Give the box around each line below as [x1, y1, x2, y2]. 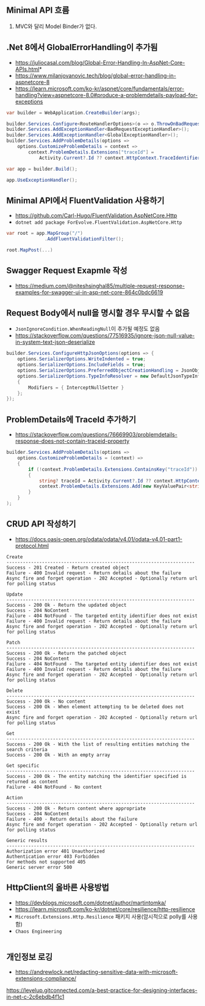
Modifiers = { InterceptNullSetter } [28, 384, 124, 391]
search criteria [6, 746, 48, 753]
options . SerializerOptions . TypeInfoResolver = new [17, 373, 149, 379]
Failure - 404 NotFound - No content [6, 784, 103, 790]
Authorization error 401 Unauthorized [6, 848, 105, 854]
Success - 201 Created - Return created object [6, 564, 130, 571]
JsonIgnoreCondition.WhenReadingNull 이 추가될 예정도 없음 [15, 325, 160, 333]
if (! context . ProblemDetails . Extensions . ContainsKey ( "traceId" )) [28, 466, 198, 472]
